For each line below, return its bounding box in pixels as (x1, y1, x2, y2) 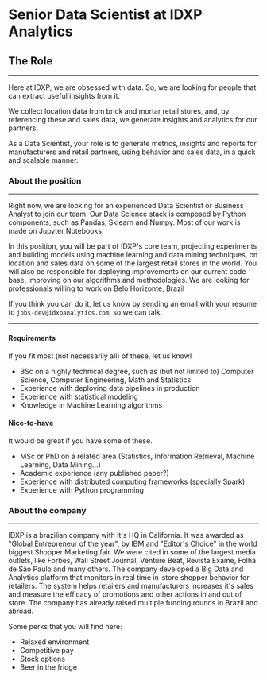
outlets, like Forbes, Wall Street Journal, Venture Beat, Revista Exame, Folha (8, 556, 257, 565)
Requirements (8, 333, 56, 342)
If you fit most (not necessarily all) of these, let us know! (8, 351, 192, 361)
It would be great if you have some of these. (8, 435, 153, 446)
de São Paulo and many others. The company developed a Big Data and (8, 564, 244, 574)
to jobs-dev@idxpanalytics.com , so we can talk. (8, 307, 163, 317)
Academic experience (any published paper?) (19, 468, 169, 477)
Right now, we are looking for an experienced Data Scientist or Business (8, 201, 244, 211)
